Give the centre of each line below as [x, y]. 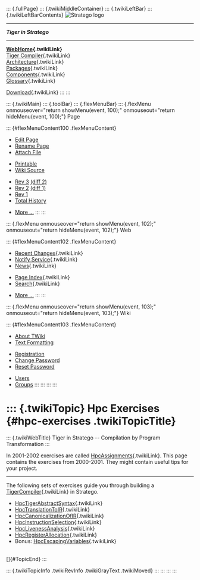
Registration [29, 354]
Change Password [37, 360]
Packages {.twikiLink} [32, 68]
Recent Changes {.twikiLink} [49, 253]
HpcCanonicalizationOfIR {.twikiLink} [59, 516]
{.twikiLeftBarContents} [35, 15]
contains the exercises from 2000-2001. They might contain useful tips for [97, 461]
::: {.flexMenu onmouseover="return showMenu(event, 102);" [81, 224]
